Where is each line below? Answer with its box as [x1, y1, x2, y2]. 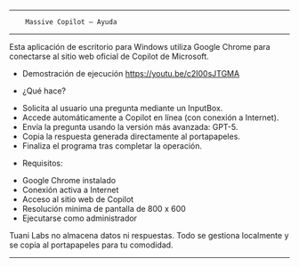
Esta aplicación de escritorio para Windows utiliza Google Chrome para [9, 42, 271, 52]
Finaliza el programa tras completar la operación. [21, 141, 203, 151]
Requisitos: [21, 158, 64, 168]
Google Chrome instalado [21, 175, 117, 185]
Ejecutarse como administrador [21, 213, 138, 223]
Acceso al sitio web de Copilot [21, 194, 134, 205]
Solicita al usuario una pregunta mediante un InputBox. [21, 103, 223, 113]
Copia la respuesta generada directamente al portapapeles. [21, 131, 240, 142]
